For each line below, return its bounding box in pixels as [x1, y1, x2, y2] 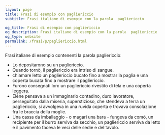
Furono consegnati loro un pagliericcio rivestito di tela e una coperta [12, 82, 151, 88]
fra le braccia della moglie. [12, 108, 66, 114]
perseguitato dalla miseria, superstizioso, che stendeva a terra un [12, 98, 145, 104]
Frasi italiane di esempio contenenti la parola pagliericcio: [5, 52, 122, 58]
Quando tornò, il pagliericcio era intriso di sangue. [12, 67, 114, 73]
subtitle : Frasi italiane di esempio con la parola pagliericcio [5, 16, 144, 21]
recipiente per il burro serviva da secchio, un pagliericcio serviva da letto [12, 119, 161, 125]
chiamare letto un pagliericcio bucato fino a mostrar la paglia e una [12, 72, 148, 78]
